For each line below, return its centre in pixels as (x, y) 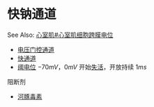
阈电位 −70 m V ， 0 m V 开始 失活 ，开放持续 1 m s (82, 67)
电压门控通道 (36, 49)
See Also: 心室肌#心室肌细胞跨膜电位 (60, 35)
